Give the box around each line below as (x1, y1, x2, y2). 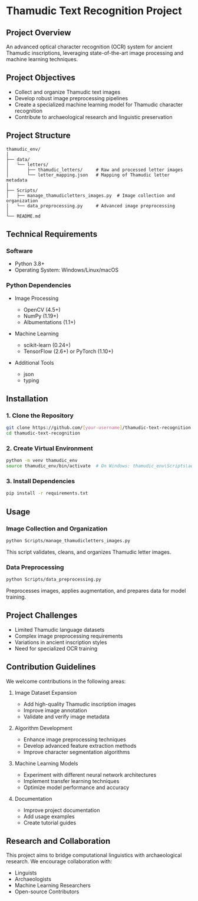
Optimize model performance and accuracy (23, 784, 130, 791)
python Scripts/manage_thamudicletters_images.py (6, 537, 131, 543)
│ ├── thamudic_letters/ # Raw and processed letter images (6, 167, 183, 173)
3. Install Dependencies (6, 477, 75, 486)
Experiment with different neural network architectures (23, 771, 157, 778)
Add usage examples (23, 813, 75, 820)
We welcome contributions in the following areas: (6, 678, 126, 685)
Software (6, 246, 34, 255)
